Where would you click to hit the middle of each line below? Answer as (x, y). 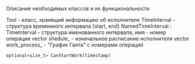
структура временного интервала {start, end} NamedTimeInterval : (89, 26)
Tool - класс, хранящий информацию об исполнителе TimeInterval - (91, 20)
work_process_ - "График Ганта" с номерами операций (75, 45)
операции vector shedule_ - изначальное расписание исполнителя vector (98, 38)
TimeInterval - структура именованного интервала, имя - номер (86, 32)
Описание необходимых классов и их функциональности (78, 9)
